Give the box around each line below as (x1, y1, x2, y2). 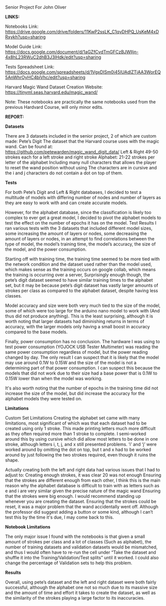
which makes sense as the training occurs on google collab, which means (5, 267, 156, 272)
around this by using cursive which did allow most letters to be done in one (5, 436, 159, 442)
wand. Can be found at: (5, 144, 53, 150)
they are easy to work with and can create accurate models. (5, 200, 128, 206)
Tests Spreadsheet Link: (5, 64, 55, 70)
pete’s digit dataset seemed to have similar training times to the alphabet (5, 277, 153, 283)
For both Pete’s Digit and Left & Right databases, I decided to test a (5, 189, 142, 195)
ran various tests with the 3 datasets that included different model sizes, (5, 226, 153, 231)
